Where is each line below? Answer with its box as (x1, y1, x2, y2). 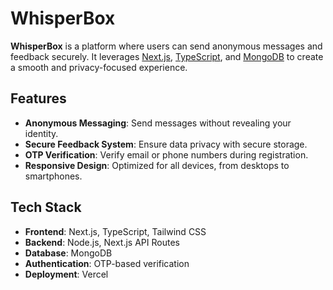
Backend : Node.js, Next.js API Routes (24, 236, 180, 248)
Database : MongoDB (24, 247, 113, 259)
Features (10, 90, 67, 107)
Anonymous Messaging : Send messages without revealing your (24, 117, 292, 129)
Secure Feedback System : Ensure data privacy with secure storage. (24, 138, 308, 150)
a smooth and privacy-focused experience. (10, 61, 188, 73)
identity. (24, 127, 59, 139)
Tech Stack (10, 199, 82, 216)
